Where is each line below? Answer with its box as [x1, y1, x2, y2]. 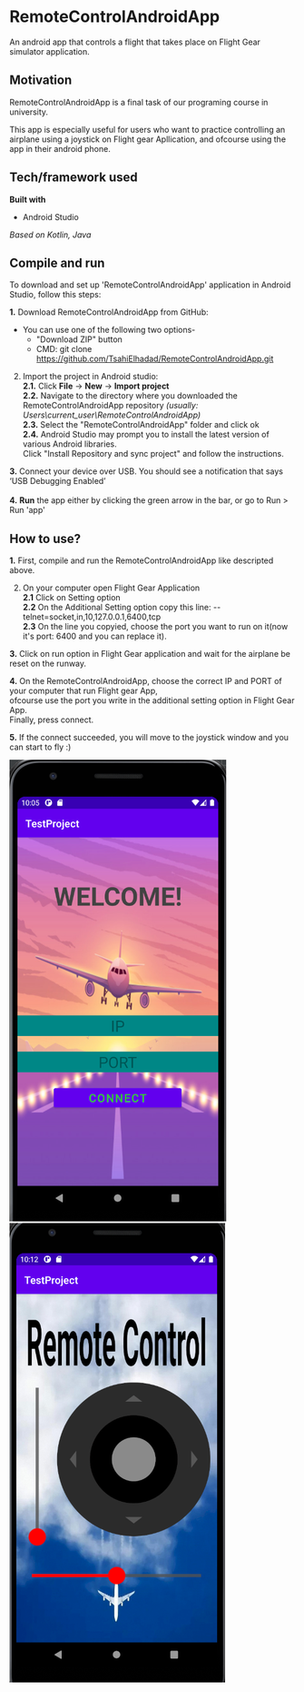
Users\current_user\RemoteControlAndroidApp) [22, 409, 201, 420]
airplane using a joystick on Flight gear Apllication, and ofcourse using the [9, 134, 287, 145]
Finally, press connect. [9, 714, 94, 725]
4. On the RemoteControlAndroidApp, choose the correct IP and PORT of [9, 676, 283, 687]
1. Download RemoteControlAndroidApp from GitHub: [9, 307, 209, 317]
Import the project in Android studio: [22, 371, 159, 382]
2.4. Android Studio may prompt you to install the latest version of [22, 429, 270, 440]
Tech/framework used [9, 170, 138, 186]
